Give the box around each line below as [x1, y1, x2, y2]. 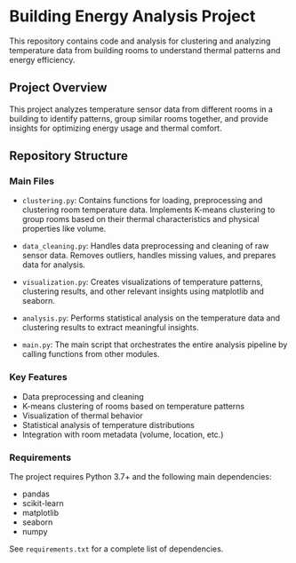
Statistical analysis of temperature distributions [21, 419, 196, 430]
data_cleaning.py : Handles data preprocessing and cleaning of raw [21, 241, 269, 251]
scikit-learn [21, 498, 64, 509]
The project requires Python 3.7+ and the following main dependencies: [9, 472, 273, 482]
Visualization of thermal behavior [21, 410, 144, 421]
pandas [21, 488, 51, 499]
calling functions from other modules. [21, 349, 160, 360]
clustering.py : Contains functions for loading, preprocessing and [21, 195, 263, 206]
